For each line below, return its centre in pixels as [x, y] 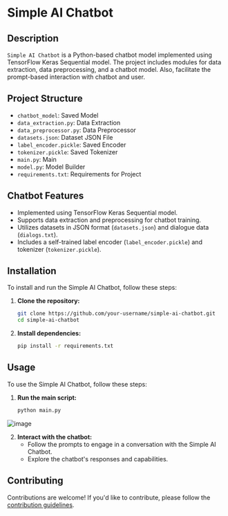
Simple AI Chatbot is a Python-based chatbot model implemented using [110, 55]
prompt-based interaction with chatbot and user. [76, 77]
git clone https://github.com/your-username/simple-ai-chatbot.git [116, 314]
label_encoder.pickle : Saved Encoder [72, 145]
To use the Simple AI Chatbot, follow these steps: [77, 384]
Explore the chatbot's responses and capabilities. [98, 459]
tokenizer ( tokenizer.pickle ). [59, 249]
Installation [32, 271]
